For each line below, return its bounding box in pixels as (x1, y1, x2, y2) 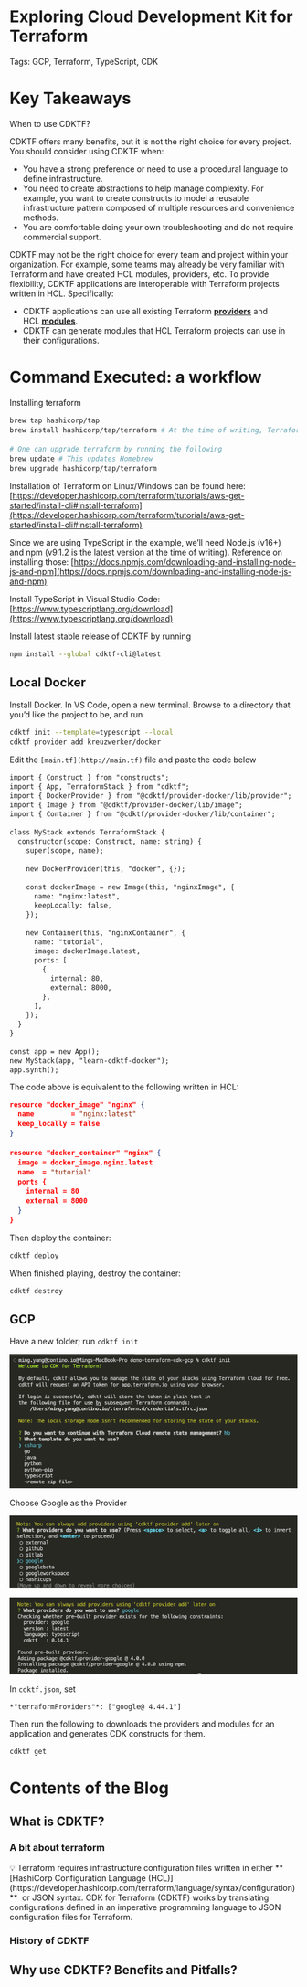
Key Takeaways (9, 89, 132, 109)
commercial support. (22, 231, 101, 242)
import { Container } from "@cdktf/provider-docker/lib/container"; (9, 809, 276, 819)
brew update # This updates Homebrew (9, 454, 153, 463)
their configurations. (22, 335, 100, 345)
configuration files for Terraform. (9, 1911, 133, 1922)
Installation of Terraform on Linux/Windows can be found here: (9, 481, 247, 492)
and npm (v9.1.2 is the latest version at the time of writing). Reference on (9, 547, 283, 558)
